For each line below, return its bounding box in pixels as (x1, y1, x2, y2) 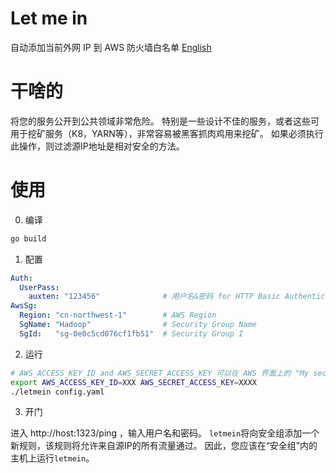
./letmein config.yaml (10, 387, 105, 397)
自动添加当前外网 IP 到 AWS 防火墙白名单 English (10, 41, 212, 53)
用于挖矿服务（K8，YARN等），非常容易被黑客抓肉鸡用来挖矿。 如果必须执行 (10, 127, 324, 139)
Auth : (10, 273, 33, 283)
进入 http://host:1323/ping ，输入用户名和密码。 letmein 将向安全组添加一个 (10, 427, 320, 439)
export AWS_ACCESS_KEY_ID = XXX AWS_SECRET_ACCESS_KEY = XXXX (10, 377, 257, 387)
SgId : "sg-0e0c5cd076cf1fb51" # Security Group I (19, 328, 244, 339)
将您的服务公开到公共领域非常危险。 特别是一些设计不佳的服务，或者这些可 (10, 115, 320, 127)
